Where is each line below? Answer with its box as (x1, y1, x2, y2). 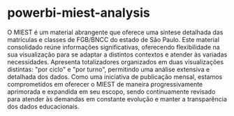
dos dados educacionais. (7, 102, 80, 110)
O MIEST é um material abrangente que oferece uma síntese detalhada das (7, 28, 224, 36)
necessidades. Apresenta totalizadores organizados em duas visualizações (7, 57, 224, 66)
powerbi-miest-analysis (7, 5, 150, 21)
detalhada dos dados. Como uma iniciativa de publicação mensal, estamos (7, 72, 223, 81)
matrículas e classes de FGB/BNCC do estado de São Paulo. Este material (7, 35, 220, 43)
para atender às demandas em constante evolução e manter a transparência (7, 94, 227, 103)
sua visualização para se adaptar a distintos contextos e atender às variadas (7, 50, 228, 59)
